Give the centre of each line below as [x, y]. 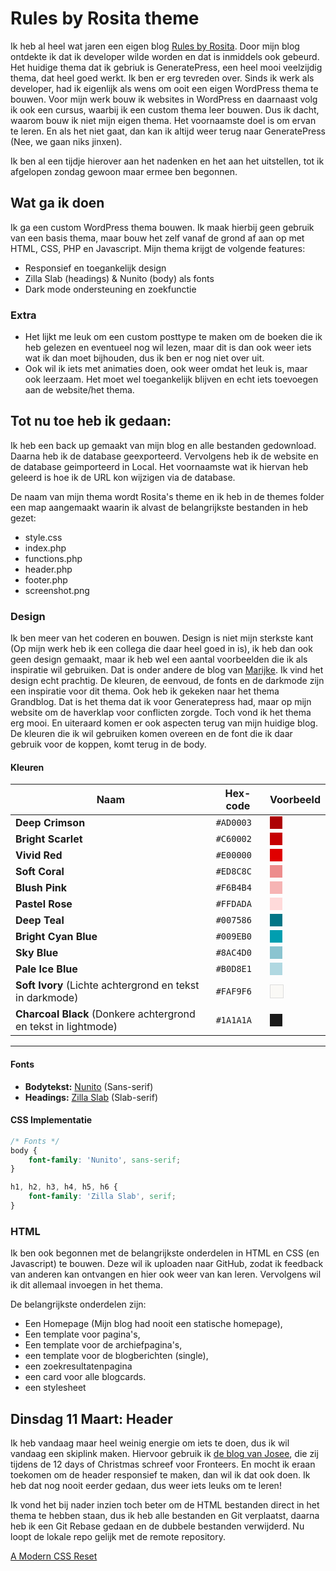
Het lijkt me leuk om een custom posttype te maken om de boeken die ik [173, 337]
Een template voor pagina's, [82, 1334]
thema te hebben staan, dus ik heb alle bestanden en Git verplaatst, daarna [165, 1515]
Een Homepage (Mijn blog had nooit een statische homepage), [153, 1324]
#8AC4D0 [233, 953]
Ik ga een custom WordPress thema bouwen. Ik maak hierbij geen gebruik [162, 227]
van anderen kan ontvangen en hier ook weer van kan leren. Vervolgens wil [166, 1274]
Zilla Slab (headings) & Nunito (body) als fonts [119, 278]
